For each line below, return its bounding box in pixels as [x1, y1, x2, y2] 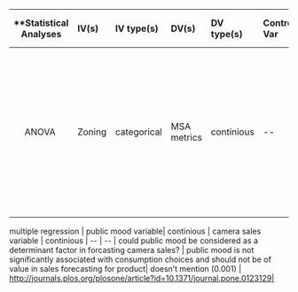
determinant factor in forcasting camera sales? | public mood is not [9, 245, 255, 255]
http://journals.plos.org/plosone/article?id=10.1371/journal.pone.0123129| [9, 273, 275, 283]
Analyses [20, 28, 62, 40]
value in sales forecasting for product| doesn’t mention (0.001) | [9, 264, 242, 273]
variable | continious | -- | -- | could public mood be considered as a [9, 235, 259, 246]
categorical [114, 126, 162, 138]
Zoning [76, 126, 107, 138]
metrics [170, 132, 202, 143]
